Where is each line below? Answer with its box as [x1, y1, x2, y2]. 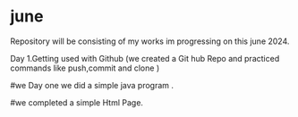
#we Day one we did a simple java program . [10, 79, 174, 90]
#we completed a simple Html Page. [10, 96, 144, 108]
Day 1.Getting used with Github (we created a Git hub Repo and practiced [10, 53, 280, 63]
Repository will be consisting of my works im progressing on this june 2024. [10, 36, 290, 46]
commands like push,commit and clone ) [10, 63, 160, 73]
